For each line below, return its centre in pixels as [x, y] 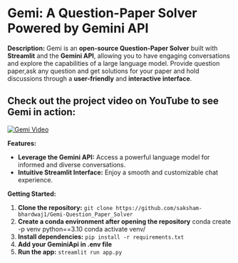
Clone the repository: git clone [65, 207]
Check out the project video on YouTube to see [113, 101]
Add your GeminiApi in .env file [65, 244]
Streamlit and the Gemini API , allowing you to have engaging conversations [119, 56]
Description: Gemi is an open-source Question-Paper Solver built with [113, 48]
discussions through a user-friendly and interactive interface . [100, 78]
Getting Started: [32, 194]
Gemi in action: [42, 112]
